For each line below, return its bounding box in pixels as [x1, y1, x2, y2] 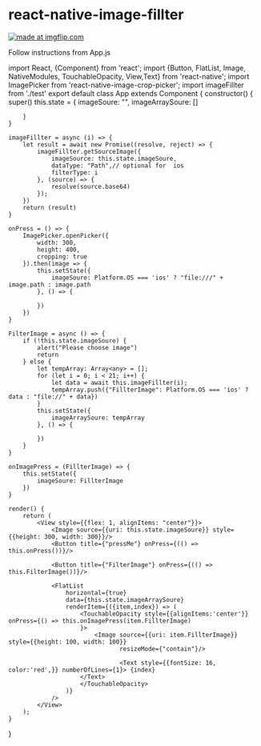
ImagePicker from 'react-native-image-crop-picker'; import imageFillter [8, 80, 244, 90]
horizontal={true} [65, 588, 127, 597]
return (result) [22, 203, 78, 211]
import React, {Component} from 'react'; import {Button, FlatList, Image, [8, 62, 247, 73]
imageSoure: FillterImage [37, 476, 124, 485]
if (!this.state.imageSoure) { [22, 336, 127, 345]
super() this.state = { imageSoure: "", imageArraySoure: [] [8, 97, 199, 106]
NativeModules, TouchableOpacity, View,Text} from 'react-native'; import [8, 71, 250, 81]
